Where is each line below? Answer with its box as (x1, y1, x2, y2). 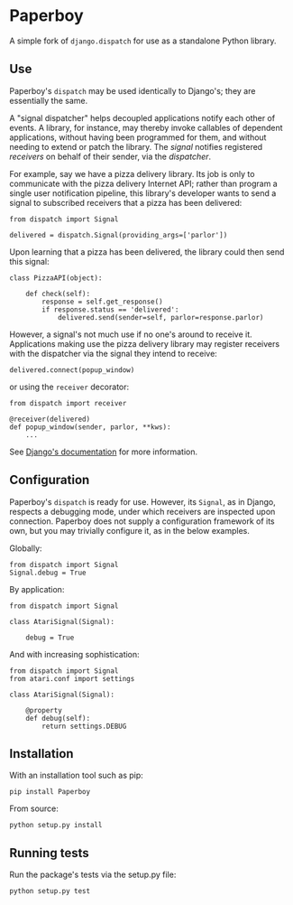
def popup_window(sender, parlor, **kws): (9, 422, 171, 432)
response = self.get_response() (41, 297, 164, 306)
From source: (9, 803, 59, 814)
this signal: (9, 256, 50, 266)
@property (25, 705, 63, 714)
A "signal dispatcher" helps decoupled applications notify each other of (9, 112, 276, 123)
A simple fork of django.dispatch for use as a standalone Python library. (9, 35, 277, 46)
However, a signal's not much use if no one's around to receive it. (9, 329, 252, 340)
